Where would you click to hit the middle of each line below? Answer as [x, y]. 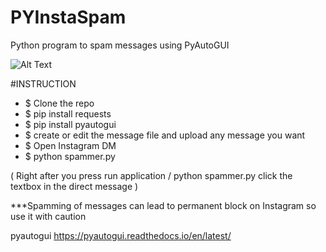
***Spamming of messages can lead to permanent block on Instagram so [163, 205]
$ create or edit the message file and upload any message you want [165, 135]
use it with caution [48, 216]
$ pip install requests [68, 113]
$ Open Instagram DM [70, 145]
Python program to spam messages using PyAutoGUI [120, 45]
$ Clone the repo [59, 103]
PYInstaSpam [68, 17]
